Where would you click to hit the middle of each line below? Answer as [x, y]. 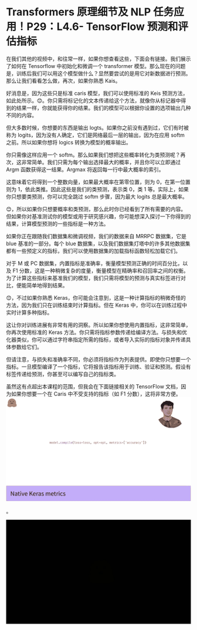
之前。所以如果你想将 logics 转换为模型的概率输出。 [69, 142]
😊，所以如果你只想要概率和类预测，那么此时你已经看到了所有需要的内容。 [96, 209]
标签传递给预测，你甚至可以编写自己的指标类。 [62, 374]
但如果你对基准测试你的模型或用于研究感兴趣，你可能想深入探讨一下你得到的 [98, 216]
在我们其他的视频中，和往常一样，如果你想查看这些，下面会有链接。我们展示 [98, 59]
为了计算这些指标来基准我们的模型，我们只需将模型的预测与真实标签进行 [93, 278]
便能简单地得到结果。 [42, 285]
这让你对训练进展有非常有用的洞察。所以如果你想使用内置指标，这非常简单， [98, 325]
